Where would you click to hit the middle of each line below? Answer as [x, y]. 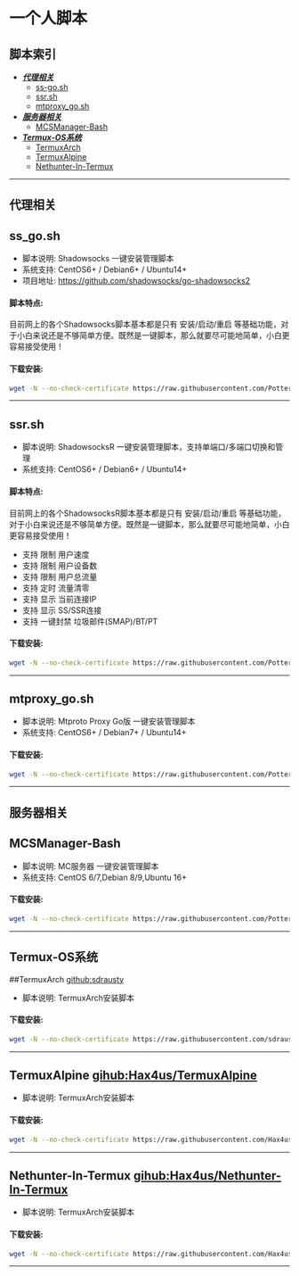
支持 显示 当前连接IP [59, 599]
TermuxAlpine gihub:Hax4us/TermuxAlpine [133, 1076]
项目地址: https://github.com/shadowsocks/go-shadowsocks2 [136, 281]
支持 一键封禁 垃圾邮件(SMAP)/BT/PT [90, 621]
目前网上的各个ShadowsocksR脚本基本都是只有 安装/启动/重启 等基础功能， [148, 513]
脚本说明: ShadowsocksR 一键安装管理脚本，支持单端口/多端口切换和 [149, 447]
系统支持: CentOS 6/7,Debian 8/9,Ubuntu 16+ [104, 877]
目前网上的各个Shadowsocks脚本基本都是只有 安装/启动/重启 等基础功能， [145, 324]
